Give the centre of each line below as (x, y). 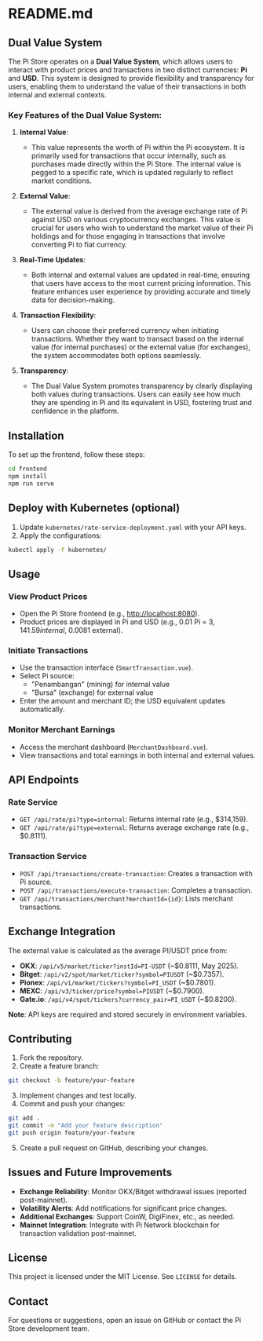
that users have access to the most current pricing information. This (141, 283)
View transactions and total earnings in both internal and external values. (137, 755)
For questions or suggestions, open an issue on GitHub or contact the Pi (125, 1321)
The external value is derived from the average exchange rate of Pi (139, 211)
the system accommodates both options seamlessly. (116, 356)
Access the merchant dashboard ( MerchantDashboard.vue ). (113, 747)
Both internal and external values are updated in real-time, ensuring (141, 275)
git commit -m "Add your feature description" (86, 1126)
